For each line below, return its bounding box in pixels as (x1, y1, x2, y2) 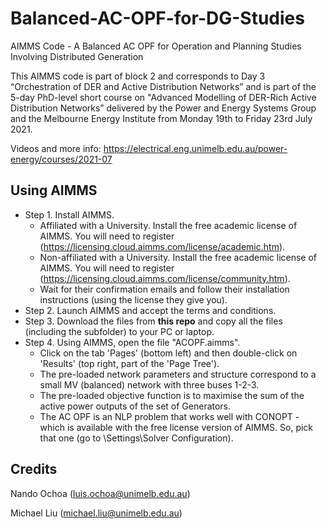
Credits (10, 461, 58, 478)
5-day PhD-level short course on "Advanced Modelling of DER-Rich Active (10, 91, 317, 103)
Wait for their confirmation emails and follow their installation (39, 283, 290, 295)
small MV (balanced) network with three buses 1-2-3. (39, 378, 260, 391)
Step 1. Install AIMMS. (24, 208, 115, 221)
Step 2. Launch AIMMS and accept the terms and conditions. (24, 304, 277, 316)
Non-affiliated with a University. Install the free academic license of (39, 251, 318, 263)
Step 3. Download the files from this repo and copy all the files (24, 315, 283, 327)
